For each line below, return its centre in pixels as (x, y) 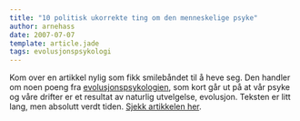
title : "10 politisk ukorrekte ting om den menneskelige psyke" (134, 18)
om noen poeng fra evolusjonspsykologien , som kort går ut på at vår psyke (150, 87)
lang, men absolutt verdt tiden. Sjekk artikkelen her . (105, 106)
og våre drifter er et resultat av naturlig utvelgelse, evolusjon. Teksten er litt (150, 97)
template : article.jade (55, 43)
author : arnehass (42, 26)
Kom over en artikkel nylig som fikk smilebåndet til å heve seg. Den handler (150, 77)
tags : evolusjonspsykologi (60, 52)
